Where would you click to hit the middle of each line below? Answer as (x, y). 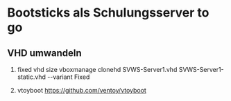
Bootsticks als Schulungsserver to (108, 13)
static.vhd (32, 77)
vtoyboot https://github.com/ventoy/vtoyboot (82, 90)
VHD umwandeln (44, 53)
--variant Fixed (69, 77)
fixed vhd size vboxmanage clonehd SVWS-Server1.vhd (97, 70)
